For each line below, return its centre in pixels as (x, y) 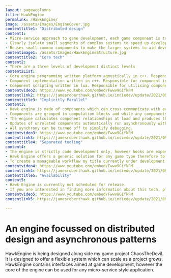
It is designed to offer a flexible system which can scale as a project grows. (84, 259)
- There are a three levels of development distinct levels (70, 67)
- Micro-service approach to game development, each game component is (83, 39)
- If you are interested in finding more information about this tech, (83, 190)
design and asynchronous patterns (81, 239)
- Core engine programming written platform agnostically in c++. (77, 76)
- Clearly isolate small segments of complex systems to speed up (77, 43)
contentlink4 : (20, 171)
